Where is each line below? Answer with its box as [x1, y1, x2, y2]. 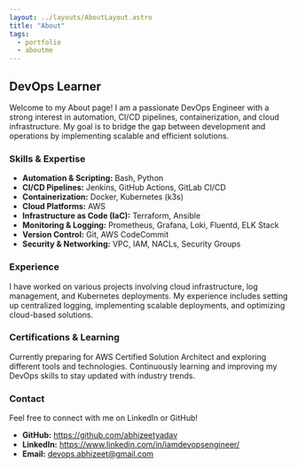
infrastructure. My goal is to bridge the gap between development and [9, 121, 266, 131]
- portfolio [17, 37, 62, 47]
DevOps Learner [9, 79, 102, 94]
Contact [9, 392, 45, 404]
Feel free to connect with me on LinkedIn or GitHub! [9, 413, 198, 424]
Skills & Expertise [9, 152, 86, 165]
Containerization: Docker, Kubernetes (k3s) [21, 191, 184, 202]
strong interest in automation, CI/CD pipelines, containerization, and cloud [9, 112, 279, 122]
